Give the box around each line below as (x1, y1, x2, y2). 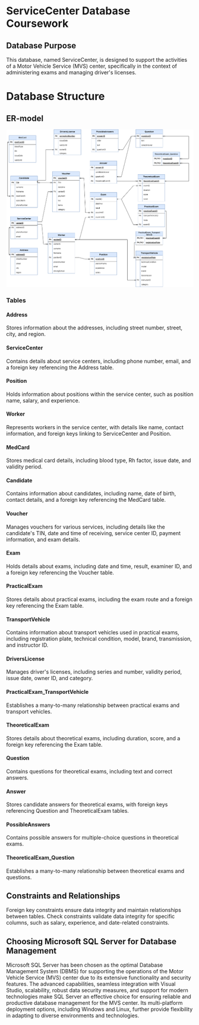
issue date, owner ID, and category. (6, 675, 93, 682)
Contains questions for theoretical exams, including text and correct (6, 768, 173, 775)
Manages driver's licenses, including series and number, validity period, (6, 668, 182, 675)
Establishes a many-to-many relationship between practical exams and (6, 702, 180, 709)
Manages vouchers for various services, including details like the (6, 523, 165, 530)
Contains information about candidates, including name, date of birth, (6, 490, 176, 497)
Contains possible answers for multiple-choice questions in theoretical (6, 834, 179, 841)
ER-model (6, 113, 43, 123)
